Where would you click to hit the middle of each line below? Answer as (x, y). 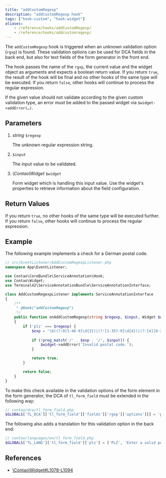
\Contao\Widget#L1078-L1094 (42, 470)
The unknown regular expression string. (53, 145)
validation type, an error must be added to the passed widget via (71, 102)
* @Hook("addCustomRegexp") (45, 308)
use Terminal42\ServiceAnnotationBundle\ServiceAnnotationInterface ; (78, 285)
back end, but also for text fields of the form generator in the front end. (77, 57)
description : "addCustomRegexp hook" (44, 14)
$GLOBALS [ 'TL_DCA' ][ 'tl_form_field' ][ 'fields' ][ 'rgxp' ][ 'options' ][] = (80, 415)
